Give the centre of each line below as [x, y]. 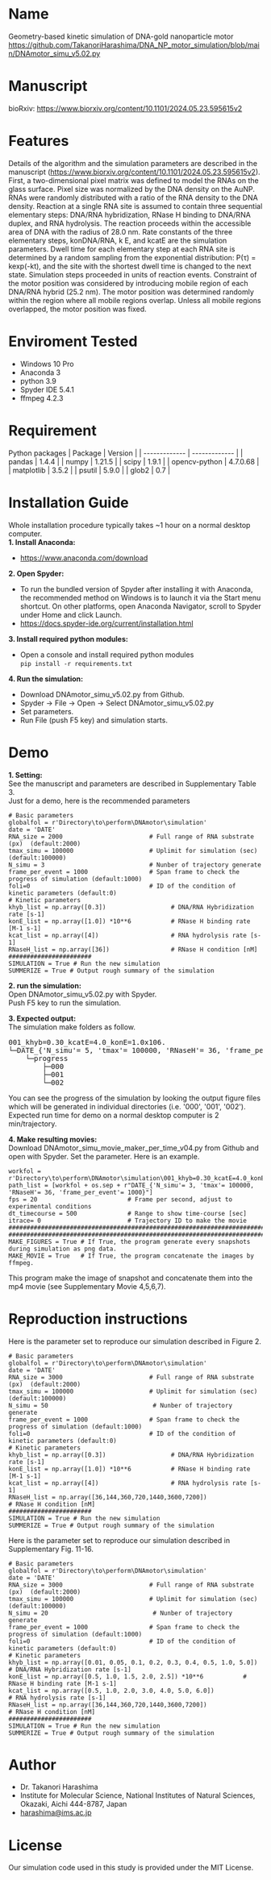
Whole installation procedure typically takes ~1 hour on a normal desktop [129, 525]
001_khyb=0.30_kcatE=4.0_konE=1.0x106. [87, 1042]
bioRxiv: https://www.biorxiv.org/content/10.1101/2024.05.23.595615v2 [125, 108]
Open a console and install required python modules [107, 655]
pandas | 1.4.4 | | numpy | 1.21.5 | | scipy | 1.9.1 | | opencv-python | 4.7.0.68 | [134, 461]
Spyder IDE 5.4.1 [47, 389]
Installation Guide [69, 503]
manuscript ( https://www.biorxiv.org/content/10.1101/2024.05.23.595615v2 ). [134, 172]
